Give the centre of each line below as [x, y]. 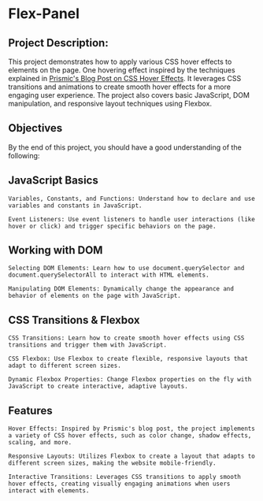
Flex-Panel [44, 14]
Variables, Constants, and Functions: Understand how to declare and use [132, 199]
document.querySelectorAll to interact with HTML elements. [109, 275]
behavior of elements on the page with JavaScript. [94, 296]
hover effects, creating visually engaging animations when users [119, 484]
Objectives [35, 128]
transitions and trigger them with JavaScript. [88, 345]
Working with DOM [56, 250]
